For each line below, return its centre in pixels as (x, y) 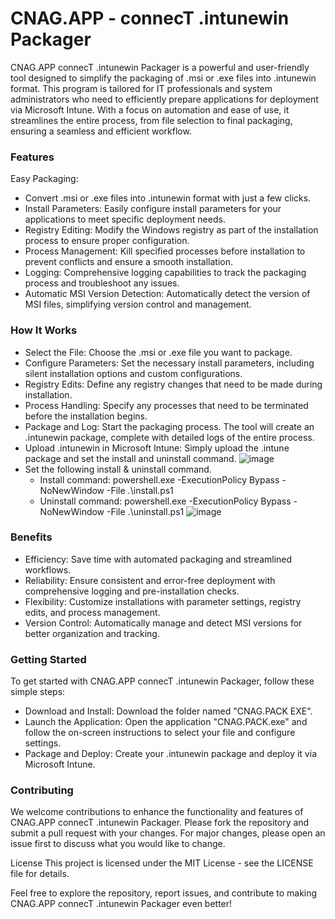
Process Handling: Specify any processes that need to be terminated (166, 405)
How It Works (44, 330)
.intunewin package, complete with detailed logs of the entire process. (169, 437)
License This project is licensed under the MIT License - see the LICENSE (162, 863)
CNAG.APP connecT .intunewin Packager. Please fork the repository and (160, 823)
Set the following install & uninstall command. (118, 469)
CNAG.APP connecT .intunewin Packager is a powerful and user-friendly (160, 67)
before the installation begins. (86, 416)
